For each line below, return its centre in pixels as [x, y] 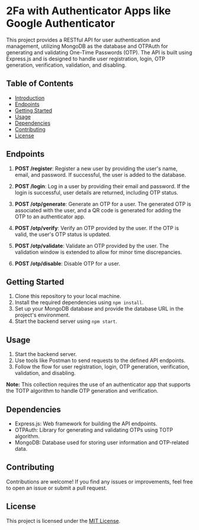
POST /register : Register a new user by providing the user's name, [96, 168]
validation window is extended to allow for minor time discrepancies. [98, 252]
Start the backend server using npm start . [66, 321]
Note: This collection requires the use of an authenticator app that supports [98, 384]
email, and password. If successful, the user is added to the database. [100, 174]
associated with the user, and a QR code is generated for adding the [98, 210]
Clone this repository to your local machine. [68, 296]
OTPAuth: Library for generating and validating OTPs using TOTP [94, 430]
